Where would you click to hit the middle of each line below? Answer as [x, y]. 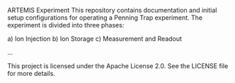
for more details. [31, 74]
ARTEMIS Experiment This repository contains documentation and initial [112, 10]
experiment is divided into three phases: [66, 25]
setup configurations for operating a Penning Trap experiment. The [105, 18]
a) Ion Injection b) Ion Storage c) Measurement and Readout [95, 39]
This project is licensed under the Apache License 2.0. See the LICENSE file [118, 66]
